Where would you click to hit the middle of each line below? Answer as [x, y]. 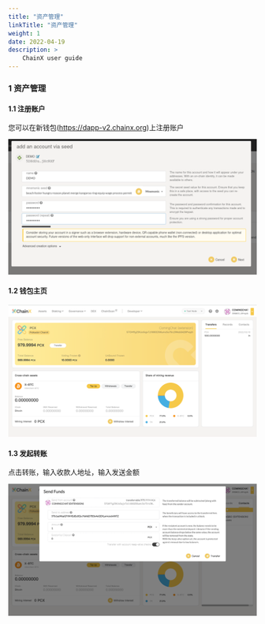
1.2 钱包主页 [28, 291]
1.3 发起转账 [28, 453]
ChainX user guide [52, 58]
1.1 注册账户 [27, 108]
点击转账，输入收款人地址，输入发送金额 [74, 473]
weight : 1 [24, 33]
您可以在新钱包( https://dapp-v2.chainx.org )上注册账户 [96, 128]
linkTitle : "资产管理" [43, 25]
